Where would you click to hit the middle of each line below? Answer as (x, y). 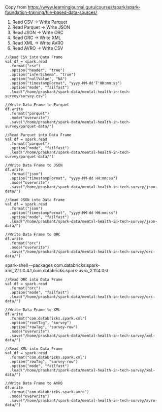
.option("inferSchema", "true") (43, 75)
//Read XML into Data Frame (34, 349)
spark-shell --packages (29, 265)
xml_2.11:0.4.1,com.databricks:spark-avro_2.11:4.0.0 (57, 270)
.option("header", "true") (37, 70)
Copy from (16, 7)
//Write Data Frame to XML (33, 310)
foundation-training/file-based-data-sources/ (51, 12)
